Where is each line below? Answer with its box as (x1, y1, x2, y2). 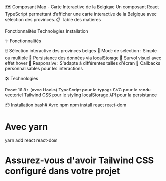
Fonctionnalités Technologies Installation (5, 28, 88, 34)
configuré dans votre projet (5, 165, 120, 177)
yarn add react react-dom (5, 137, 58, 143)
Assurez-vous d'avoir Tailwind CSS (5, 155, 154, 166)
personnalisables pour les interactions (5, 66, 83, 71)
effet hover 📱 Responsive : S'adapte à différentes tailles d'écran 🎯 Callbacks (5, 60, 160, 66)
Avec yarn (5, 121, 48, 133)
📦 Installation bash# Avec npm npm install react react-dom (5, 102, 127, 108)
